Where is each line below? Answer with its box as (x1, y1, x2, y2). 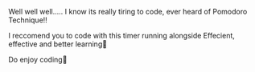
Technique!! (8, 15, 48, 25)
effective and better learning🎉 (8, 39, 107, 49)
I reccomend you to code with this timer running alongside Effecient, (8, 31, 236, 40)
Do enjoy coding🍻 (8, 55, 68, 64)
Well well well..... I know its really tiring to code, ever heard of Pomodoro (8, 7, 248, 16)
